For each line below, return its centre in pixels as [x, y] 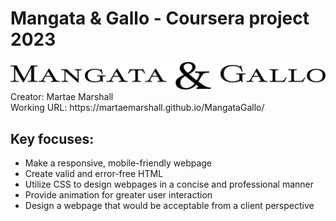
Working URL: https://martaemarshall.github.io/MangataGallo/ [137, 108]
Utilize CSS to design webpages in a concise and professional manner [169, 184]
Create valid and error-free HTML [94, 174]
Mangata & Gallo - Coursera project [160, 18]
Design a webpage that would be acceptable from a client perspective [169, 206]
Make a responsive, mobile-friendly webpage [118, 163]
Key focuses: [52, 138]
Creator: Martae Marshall [62, 97]
